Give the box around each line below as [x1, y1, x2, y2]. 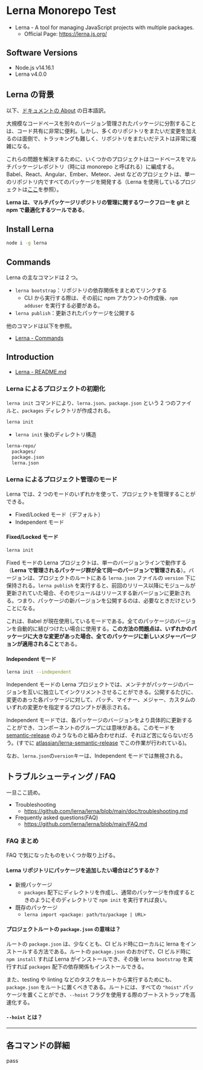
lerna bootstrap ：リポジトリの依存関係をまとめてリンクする [14, 286, 167, 294]
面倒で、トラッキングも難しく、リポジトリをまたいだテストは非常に [22, 135, 192, 142]
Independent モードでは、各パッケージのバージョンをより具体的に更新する [6, 717, 193, 723]
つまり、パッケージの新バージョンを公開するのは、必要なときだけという [16, 597, 196, 604]
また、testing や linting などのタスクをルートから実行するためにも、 [6, 975, 175, 983]
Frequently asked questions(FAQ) [14, 814, 98, 821]
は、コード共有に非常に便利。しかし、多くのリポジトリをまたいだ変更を [6, 127, 186, 134]
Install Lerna [6, 224, 54, 234]
